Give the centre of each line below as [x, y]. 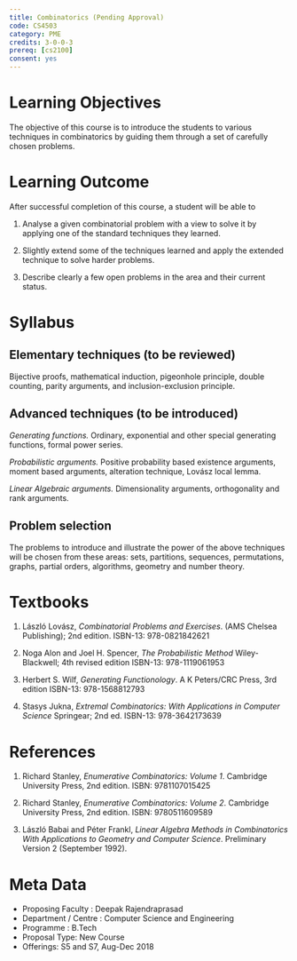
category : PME [35, 34]
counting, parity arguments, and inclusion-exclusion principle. [122, 385]
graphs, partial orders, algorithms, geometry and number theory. [127, 566]
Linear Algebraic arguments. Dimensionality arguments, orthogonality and [145, 488]
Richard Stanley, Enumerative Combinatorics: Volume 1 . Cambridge [145, 776]
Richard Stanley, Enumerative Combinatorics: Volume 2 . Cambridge [145, 803]
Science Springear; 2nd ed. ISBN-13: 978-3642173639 [121, 716]
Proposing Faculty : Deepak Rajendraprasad [102, 909]
